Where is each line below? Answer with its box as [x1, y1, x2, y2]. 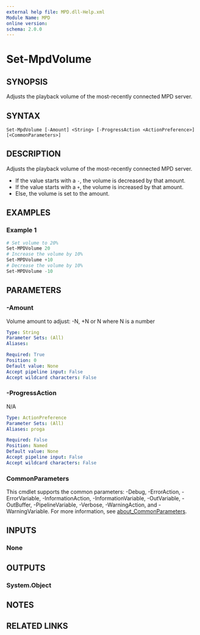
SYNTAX [6, 111, 41, 121]
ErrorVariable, [6, 495, 41, 502]
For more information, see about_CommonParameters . [51, 508, 187, 515]
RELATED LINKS [6, 620, 68, 631]
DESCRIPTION [6, 149, 61, 159]
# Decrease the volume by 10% [6, 262, 84, 269]
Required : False [6, 437, 48, 444]
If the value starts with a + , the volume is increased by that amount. [15, 183, 184, 190]
